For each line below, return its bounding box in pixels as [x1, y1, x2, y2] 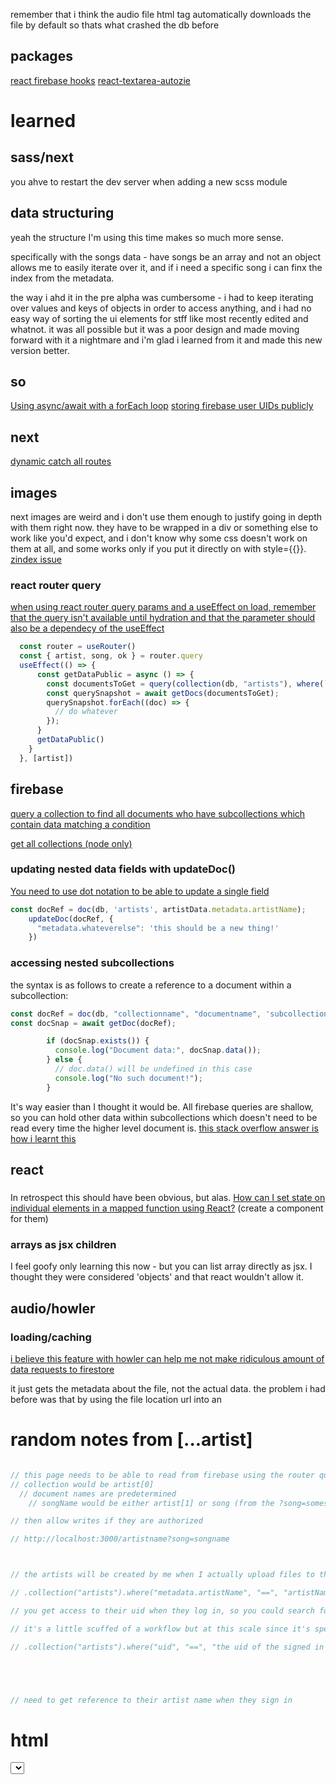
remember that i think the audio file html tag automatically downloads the [10, 9, 312, 20]
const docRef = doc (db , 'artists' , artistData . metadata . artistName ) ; [10, 904, 307, 914]
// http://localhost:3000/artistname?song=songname [10, 1534, 230, 1544]
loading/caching [10, 1330, 92, 1344]
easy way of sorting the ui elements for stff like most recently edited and [10, 312, 309, 324]
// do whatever [54, 707, 118, 717]
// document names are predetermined [19, 1489, 177, 1499]
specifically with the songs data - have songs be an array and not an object [10, 250, 321, 263]
